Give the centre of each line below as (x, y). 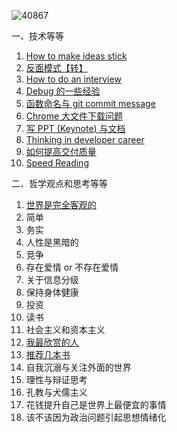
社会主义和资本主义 (65, 329)
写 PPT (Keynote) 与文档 (75, 128)
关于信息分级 (52, 279)
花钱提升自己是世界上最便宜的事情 (96, 404)
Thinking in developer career (85, 139)
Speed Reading (57, 163)
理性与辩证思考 (56, 379)
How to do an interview (73, 79)
